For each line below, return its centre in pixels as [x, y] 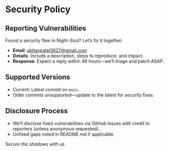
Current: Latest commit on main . [46, 89]
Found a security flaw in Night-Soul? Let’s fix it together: [64, 40]
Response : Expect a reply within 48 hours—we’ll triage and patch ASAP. [88, 61]
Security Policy [38, 9]
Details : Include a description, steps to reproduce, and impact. [78, 56]
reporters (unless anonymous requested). [56, 129]
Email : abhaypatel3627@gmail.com [50, 50]
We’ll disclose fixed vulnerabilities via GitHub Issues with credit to [81, 123]
